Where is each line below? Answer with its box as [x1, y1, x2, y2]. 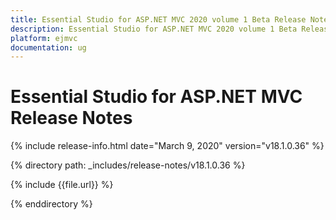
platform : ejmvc [10, 33, 78, 43]
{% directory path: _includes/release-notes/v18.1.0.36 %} [10, 159, 246, 171]
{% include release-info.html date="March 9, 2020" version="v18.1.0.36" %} [10, 140, 325, 152]
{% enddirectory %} [10, 198, 93, 210]
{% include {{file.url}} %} [10, 179, 114, 191]
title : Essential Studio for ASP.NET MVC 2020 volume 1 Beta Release [10, 14, 307, 25]
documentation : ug [10, 42, 87, 53]
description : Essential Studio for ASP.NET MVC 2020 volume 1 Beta [10, 24, 298, 34]
